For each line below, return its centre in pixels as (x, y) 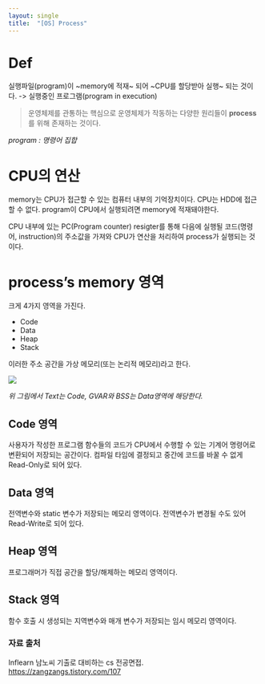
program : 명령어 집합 (43, 140)
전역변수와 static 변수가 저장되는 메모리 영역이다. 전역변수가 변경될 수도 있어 (127, 513)
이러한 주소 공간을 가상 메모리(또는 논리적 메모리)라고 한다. (99, 364)
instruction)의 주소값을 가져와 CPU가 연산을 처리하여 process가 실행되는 (133, 237)
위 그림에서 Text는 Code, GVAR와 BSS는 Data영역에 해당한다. (106, 396)
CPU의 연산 (44, 175)
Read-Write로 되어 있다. (46, 523)
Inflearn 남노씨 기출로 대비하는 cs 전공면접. (76, 662)
